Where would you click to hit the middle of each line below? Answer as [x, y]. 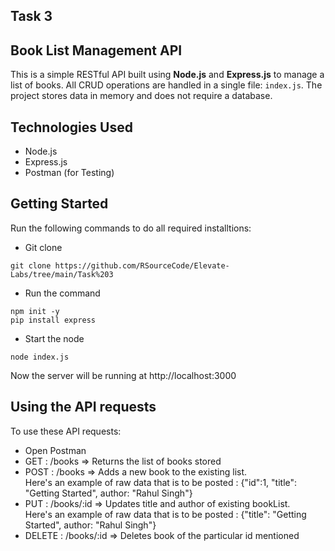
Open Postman [55, 450]
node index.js [40, 357]
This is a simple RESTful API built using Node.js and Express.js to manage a [167, 75]
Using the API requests [83, 407]
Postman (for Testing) [69, 173]
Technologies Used [71, 127]
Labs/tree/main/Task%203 [62, 274]
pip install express [53, 320]
